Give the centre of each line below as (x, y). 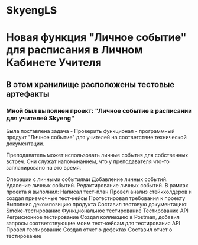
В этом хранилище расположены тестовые (90, 85)
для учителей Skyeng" (40, 118)
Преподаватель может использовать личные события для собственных (97, 155)
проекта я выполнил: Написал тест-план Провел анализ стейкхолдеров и (99, 192)
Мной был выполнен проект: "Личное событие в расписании (99, 110)
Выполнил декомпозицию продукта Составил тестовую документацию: (97, 205)
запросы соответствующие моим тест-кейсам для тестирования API (93, 224)
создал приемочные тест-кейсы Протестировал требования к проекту (96, 198)
